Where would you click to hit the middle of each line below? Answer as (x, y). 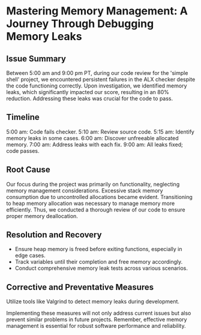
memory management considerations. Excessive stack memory (85, 191)
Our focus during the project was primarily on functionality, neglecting (93, 184)
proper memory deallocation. (42, 216)
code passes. (23, 150)
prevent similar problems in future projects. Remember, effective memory (97, 319)
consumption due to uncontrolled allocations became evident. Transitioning (100, 197)
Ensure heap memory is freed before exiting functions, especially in (98, 249)
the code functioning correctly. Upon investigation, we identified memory (97, 86)
